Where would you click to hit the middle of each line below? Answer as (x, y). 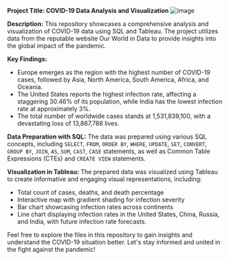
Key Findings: (27, 59)
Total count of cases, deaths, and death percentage (90, 192)
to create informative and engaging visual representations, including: (105, 179)
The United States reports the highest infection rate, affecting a (107, 94)
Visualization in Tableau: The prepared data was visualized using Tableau (112, 172)
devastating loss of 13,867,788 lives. (68, 123)
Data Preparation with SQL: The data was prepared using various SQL (107, 137)
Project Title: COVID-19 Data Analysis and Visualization (88, 11)
